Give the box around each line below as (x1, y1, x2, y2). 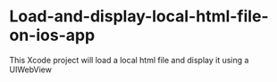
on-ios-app (9, 25, 96, 45)
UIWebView (9, 64, 52, 75)
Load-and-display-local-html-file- (9, 6, 270, 27)
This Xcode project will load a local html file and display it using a (9, 54, 249, 65)
